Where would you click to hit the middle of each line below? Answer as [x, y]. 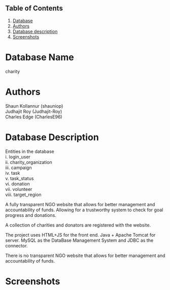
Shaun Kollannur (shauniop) [34, 106]
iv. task [13, 173]
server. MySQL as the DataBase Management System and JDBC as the [79, 240]
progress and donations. [31, 215]
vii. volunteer [19, 189]
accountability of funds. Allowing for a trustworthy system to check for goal [84, 210]
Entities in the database [30, 151]
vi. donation [18, 184]
